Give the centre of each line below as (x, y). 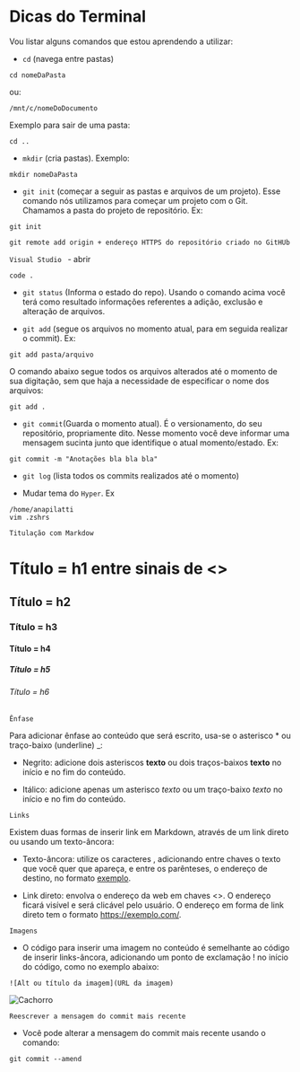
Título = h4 (30, 649)
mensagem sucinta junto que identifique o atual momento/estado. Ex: (150, 443)
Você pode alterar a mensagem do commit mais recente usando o (144, 1032)
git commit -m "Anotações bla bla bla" (84, 459)
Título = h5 (30, 669)
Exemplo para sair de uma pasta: (70, 125)
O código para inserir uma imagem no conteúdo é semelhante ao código (156, 947)
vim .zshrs (30, 517)
